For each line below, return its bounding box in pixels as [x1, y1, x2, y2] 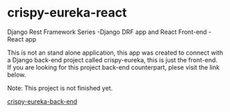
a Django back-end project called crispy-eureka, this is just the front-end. [7, 55, 217, 64]
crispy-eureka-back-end [7, 97, 78, 105]
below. [7, 71, 26, 79]
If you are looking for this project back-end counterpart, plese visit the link [7, 63, 220, 71]
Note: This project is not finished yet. [7, 84, 113, 92]
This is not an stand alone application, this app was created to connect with [7, 48, 224, 57]
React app [7, 35, 37, 43]
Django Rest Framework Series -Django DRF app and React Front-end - [7, 28, 212, 36]
